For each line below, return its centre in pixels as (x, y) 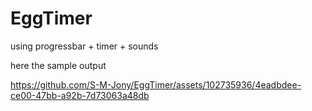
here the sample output (58, 65)
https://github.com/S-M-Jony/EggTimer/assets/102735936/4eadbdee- (156, 84)
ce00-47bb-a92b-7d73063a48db (80, 95)
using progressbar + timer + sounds (84, 46)
